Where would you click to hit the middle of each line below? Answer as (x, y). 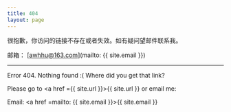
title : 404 (23, 13)
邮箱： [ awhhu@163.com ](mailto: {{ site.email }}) (76, 55)
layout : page (26, 20)
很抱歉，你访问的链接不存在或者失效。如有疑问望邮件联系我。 (95, 40)
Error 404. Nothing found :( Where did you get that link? (86, 75)
